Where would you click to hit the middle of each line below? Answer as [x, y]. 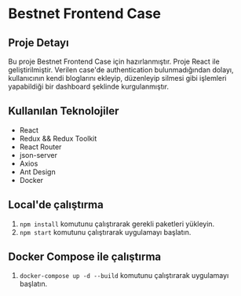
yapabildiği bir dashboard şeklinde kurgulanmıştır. [89, 86]
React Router [40, 147]
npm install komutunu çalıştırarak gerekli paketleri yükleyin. [117, 224]
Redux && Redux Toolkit [58, 138]
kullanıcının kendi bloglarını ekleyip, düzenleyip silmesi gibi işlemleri [117, 78]
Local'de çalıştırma [56, 205]
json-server [38, 155]
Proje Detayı [38, 43]
